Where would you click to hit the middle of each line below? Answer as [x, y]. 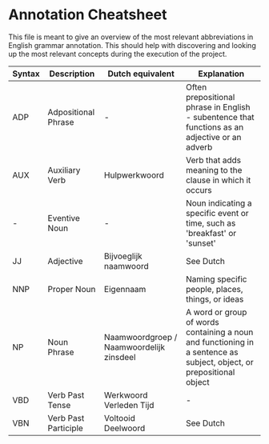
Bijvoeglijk [123, 256]
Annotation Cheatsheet [88, 15]
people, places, [214, 289]
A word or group [216, 312]
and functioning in [220, 342]
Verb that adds [213, 160]
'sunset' [201, 243]
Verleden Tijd [129, 405]
